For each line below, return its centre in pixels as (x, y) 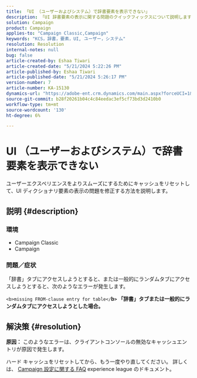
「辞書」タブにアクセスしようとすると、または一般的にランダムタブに (91, 279)
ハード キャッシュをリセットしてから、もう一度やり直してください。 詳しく (97, 362)
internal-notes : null (33, 50)
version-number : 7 (28, 83)
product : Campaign (28, 28)
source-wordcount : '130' (36, 110)
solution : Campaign (30, 22)
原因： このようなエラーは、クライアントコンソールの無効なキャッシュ (91, 342)
